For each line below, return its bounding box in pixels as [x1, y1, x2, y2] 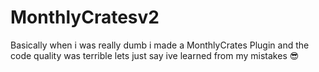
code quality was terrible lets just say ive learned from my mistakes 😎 [10, 49, 300, 61]
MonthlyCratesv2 [10, 6, 160, 29]
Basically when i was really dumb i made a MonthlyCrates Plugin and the [10, 39, 310, 51]
